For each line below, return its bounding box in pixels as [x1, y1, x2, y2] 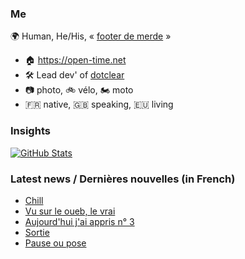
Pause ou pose [24, 237, 87, 249]
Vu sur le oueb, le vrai [24, 205, 116, 217]
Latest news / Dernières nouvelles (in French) [10, 172, 236, 186]
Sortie [24, 226, 50, 238]
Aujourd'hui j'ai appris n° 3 [24, 215, 135, 227]
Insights [10, 124, 51, 138]
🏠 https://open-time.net [24, 54, 127, 66]
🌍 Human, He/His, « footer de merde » [10, 30, 172, 42]
